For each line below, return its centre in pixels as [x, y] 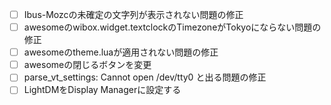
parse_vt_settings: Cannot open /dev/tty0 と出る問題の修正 [145, 77]
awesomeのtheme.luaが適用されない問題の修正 [121, 52]
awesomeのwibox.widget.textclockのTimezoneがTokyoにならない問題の [172, 27]
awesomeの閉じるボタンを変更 [87, 65]
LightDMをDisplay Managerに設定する [102, 90]
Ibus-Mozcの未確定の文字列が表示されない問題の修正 [133, 14]
